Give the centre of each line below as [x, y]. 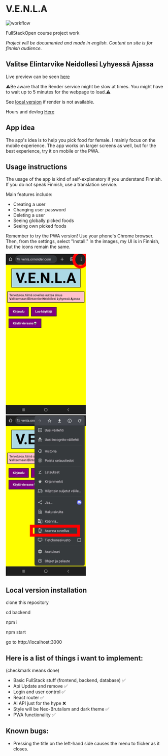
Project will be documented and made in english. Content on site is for [79, 43]
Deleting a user [29, 215]
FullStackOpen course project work [43, 33]
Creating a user [29, 204]
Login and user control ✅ [39, 692]
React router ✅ [29, 698]
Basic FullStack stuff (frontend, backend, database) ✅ [69, 680]
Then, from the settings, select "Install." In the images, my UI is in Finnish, [83, 241]
